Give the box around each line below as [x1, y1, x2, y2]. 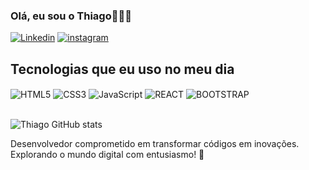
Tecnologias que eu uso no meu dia [10, 60, 235, 78]
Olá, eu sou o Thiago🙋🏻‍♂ [10, 9, 132, 23]
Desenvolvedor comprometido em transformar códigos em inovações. [10, 137, 300, 149]
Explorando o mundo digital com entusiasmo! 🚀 [10, 148, 205, 160]
